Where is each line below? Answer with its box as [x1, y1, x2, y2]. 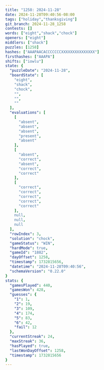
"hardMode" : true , [9, 245, 48, 251]
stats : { [5, 278, 23, 283]
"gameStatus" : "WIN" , [9, 240, 55, 246]
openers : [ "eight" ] [5, 36, 46, 41]
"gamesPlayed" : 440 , [9, 283, 52, 288]
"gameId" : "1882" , [9, 250, 48, 255]
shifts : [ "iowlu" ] [5, 59, 43, 64]
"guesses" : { [9, 292, 37, 297]
